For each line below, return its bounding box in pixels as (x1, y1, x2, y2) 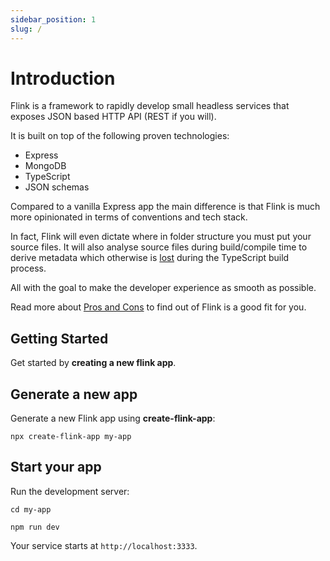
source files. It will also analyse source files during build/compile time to (10, 241, 308, 253)
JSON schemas (24, 181, 90, 193)
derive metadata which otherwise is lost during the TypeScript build (10, 252, 290, 264)
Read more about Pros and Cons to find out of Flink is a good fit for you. (10, 301, 307, 313)
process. (10, 262, 47, 275)
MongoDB (24, 160, 67, 172)
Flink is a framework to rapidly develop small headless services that (10, 100, 290, 112)
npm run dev (10, 522, 60, 532)
